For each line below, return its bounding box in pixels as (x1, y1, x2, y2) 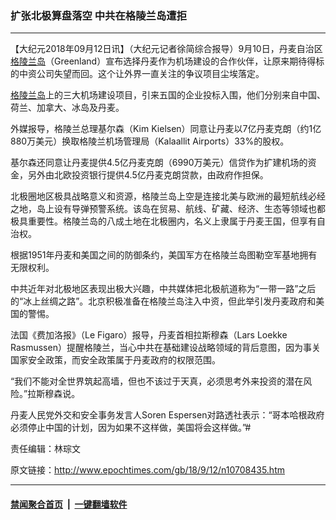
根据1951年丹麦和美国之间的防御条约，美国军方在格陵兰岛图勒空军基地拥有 (10, 249, 318, 261)
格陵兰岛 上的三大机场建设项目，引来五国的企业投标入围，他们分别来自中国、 (10, 89, 326, 101)
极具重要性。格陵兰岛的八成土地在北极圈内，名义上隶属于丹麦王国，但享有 (10, 215, 317, 227)
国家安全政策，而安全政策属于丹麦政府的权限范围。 (10, 354, 221, 366)
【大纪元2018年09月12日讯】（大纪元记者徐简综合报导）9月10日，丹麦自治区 (10, 43, 323, 55)
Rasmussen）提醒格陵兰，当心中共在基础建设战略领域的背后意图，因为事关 (10, 342, 321, 354)
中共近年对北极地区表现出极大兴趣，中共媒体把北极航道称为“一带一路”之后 (10, 283, 317, 295)
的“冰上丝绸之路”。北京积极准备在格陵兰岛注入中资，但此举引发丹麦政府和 (10, 295, 317, 307)
